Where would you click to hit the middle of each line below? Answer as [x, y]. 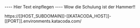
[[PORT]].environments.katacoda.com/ [43, 21]
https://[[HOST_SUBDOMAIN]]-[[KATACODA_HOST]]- [58, 16]
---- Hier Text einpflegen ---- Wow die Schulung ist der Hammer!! [70, 7]
